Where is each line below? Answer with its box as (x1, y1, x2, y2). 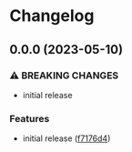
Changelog (9, 5, 95, 26)
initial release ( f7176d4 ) (22, 133, 111, 144)
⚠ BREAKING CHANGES (9, 69, 119, 82)
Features (9, 112, 50, 125)
